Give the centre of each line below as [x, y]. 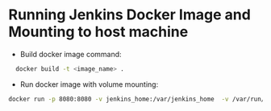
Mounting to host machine [98, 32]
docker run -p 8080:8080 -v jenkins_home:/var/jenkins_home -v [119, 99]
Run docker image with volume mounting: [89, 84]
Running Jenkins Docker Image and [130, 15]
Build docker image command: [71, 54]
